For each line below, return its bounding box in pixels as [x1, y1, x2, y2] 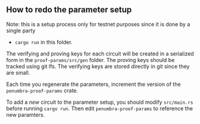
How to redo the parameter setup [6, 5, 132, 15]
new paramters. [6, 111, 45, 118]
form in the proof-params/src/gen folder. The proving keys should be [6, 56, 175, 63]
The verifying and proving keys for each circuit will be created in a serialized [6, 50, 194, 57]
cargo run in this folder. [14, 38, 73, 45]
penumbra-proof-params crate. [6, 86, 79, 94]
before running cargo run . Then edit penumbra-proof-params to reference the [6, 104, 193, 112]
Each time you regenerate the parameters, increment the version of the [6, 80, 181, 88]
